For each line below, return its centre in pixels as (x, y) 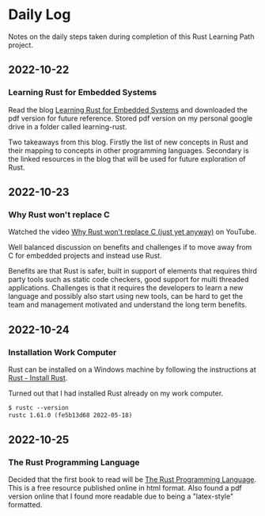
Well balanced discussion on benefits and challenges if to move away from (130, 247)
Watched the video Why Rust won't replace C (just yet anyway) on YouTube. (132, 232)
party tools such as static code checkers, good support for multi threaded (129, 280)
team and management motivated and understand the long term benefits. (128, 305)
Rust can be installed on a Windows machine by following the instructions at (132, 369)
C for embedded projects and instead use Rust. (85, 256)
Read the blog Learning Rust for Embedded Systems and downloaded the (128, 109)
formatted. (25, 505)
